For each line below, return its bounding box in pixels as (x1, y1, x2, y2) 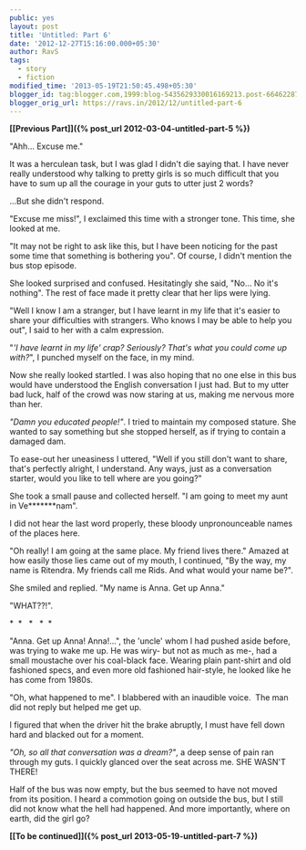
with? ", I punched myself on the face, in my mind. (9, 352, 195, 363)
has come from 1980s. (9, 675, 94, 686)
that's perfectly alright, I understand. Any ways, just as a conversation (9, 463, 272, 475)
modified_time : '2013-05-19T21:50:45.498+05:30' (9, 81, 198, 90)
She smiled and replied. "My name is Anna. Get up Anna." (9, 582, 226, 593)
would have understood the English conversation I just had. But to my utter (9, 380, 290, 391)
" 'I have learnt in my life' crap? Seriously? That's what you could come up (9, 342, 287, 353)
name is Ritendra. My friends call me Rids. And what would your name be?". (9, 565, 294, 576)
